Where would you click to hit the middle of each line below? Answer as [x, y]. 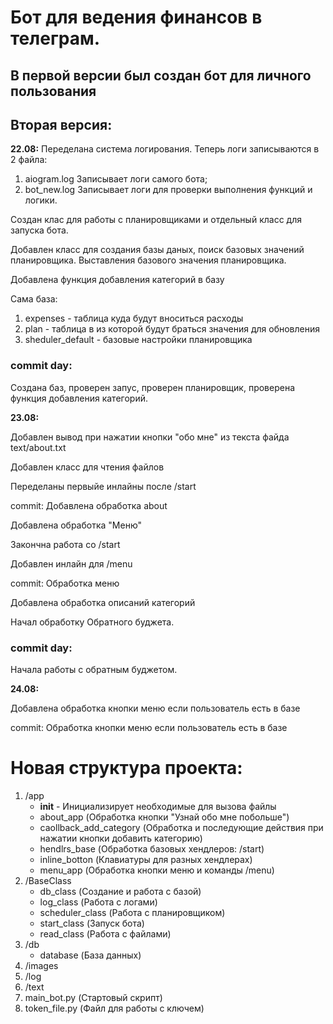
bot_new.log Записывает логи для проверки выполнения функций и [168, 190]
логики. [41, 200]
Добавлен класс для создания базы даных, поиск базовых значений [157, 250]
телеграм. [55, 38]
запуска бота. [39, 230]
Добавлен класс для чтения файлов [87, 467]
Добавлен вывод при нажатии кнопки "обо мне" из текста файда [150, 437]
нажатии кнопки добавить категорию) [121, 838]
